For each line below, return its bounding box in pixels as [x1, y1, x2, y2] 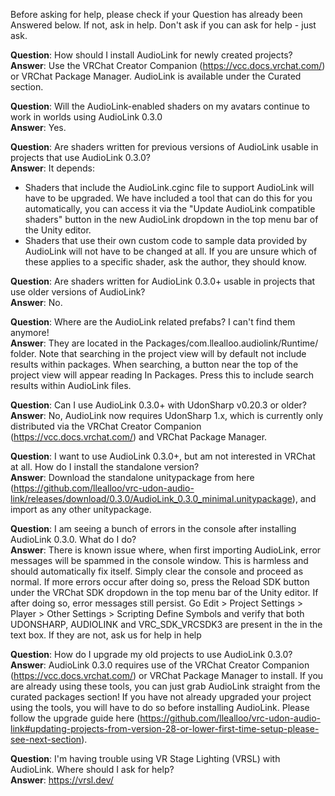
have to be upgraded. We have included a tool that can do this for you [24, 192, 313, 204]
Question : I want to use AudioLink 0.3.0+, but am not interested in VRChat [10, 450, 316, 462]
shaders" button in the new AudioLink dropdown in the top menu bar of [24, 214, 319, 225]
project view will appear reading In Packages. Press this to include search [10, 369, 315, 381]
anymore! [10, 327, 50, 338]
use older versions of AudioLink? [10, 286, 146, 298]
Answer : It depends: [10, 162, 95, 174]
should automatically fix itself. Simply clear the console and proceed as [10, 565, 304, 577]
